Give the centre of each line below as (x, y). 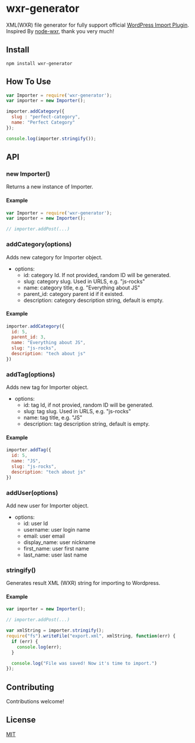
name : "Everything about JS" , (48, 343)
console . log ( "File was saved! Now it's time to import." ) (84, 663)
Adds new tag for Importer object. (47, 387)
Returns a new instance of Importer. (50, 187)
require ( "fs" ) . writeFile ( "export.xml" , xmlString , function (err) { (91, 636)
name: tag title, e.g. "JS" (53, 418)
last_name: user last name (55, 555)
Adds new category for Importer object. (54, 257)
